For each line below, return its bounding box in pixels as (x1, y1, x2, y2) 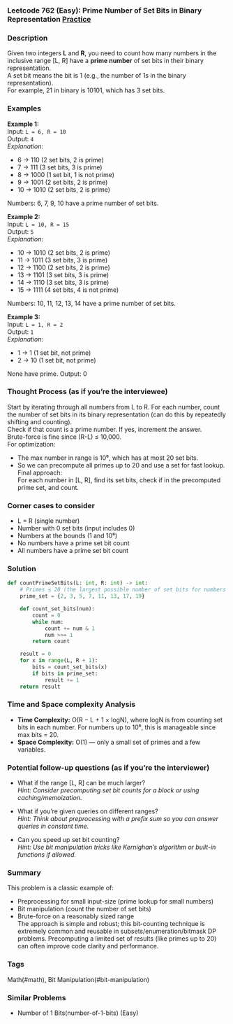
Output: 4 (7, 134, 34, 143)
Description (7, 33, 48, 43)
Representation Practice (7, 14, 91, 24)
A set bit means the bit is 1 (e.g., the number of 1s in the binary (7, 71, 186, 80)
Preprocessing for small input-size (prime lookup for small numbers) (17, 897, 214, 906)
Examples (7, 104, 42, 113)
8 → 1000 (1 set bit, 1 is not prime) (17, 170, 115, 178)
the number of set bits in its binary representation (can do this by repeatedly (7, 410, 227, 419)
